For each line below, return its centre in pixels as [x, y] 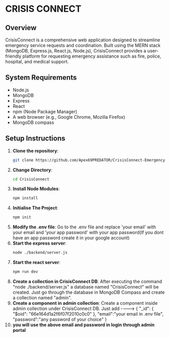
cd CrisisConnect [31, 179]
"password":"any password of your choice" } [60, 319]
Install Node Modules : [36, 189]
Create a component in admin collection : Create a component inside [85, 303]
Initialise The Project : [35, 208]
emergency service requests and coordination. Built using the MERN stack [83, 45]
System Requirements [41, 78]
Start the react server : [37, 262]
